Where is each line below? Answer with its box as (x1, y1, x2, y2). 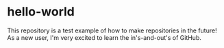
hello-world (7, 4, 75, 20)
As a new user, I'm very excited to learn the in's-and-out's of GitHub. (7, 33, 202, 41)
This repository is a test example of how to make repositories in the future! (7, 26, 217, 34)
